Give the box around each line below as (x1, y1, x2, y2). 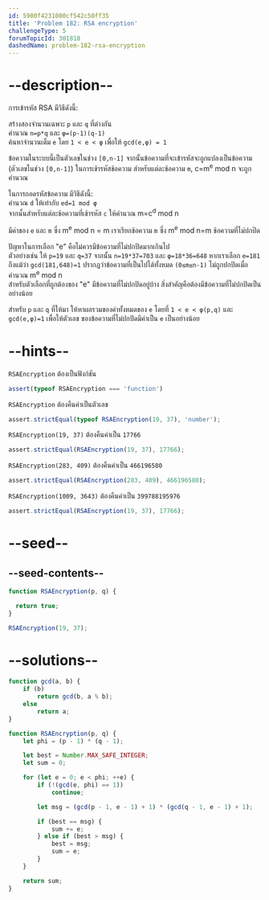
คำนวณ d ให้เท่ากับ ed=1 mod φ (8, 198, 98, 208)
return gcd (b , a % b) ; (37, 692, 113, 701)
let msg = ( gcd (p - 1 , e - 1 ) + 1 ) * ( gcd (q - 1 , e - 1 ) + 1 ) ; (37, 803, 254, 811)
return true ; (15, 602, 59, 610)
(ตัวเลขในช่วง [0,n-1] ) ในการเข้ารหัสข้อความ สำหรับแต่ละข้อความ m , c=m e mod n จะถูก (8, 162, 252, 173)
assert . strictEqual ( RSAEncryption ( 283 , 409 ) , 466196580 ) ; (8, 476, 206, 485)
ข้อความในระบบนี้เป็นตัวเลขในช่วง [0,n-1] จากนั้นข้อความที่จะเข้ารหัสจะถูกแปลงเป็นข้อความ (8, 154, 253, 163)
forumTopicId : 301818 (8, 34, 81, 43)
